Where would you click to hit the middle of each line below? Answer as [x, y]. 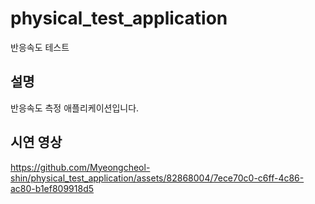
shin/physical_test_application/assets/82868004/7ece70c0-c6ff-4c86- [157, 178]
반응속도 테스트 [40, 47]
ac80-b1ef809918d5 [52, 188]
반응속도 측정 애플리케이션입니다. [75, 108]
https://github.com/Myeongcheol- [80, 167]
